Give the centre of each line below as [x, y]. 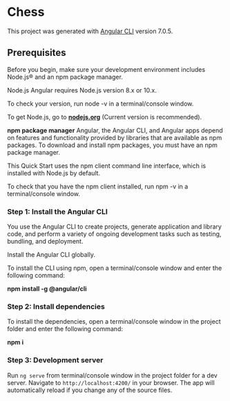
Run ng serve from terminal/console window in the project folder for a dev [112, 375]
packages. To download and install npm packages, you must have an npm [112, 145]
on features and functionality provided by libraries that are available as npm [115, 137]
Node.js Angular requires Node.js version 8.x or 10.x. [82, 90]
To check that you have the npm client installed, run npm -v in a [98, 186]
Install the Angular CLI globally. [51, 255]
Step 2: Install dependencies [56, 306]
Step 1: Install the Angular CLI [58, 211]
